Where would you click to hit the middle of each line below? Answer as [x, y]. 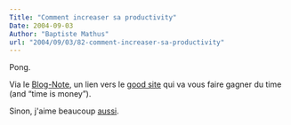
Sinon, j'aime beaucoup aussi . [65, 111]
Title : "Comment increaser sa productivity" [93, 17]
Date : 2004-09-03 [41, 26]
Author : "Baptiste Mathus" [59, 34]
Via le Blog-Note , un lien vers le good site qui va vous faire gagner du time [145, 84]
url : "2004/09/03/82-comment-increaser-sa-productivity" [117, 42]
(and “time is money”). [50, 94]
